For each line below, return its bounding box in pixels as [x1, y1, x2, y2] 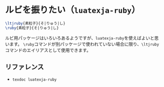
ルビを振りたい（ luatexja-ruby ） [5, 4, 140, 16]
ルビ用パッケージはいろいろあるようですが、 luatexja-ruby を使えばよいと [5, 35, 155, 41]
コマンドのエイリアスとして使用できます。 [5, 47, 91, 53]
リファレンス [5, 63, 44, 71]
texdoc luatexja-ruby [12, 77, 57, 82]
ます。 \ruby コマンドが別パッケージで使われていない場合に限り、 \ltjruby [9, 41, 159, 47]
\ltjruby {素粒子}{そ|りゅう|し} [5, 21, 66, 26]
